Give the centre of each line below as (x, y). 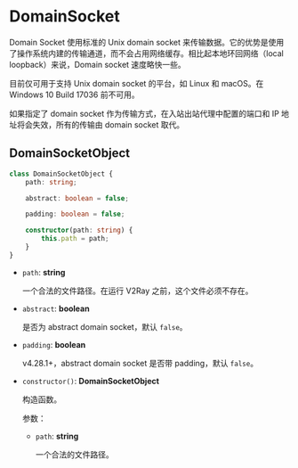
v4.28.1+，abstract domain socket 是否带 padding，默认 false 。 (140, 363)
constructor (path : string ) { (79, 230)
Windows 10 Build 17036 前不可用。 (74, 94)
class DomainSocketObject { (61, 174)
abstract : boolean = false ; (77, 198)
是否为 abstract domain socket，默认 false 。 (105, 326)
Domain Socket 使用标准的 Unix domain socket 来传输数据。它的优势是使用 (147, 42)
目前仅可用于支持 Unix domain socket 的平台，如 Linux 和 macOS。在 (137, 83)
